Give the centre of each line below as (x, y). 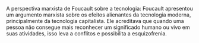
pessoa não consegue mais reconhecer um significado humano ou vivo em (98, 27)
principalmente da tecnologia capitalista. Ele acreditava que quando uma (95, 21)
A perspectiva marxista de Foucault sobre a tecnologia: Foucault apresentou (99, 9)
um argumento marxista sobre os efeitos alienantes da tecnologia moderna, (99, 15)
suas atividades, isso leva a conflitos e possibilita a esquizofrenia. (87, 34)
